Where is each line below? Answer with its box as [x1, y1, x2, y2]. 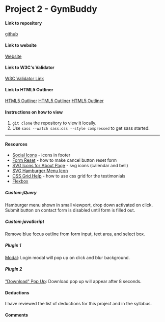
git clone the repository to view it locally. [12, 120, 97, 126]
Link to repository [5, 20, 42, 26]
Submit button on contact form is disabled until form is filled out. [5, 207, 135, 213]
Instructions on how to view [5, 109, 63, 115]
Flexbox [12, 179, 28, 184]
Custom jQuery [5, 190, 37, 195]
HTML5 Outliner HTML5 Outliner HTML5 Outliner [5, 98, 104, 104]
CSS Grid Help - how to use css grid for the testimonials [12, 173, 126, 179]
